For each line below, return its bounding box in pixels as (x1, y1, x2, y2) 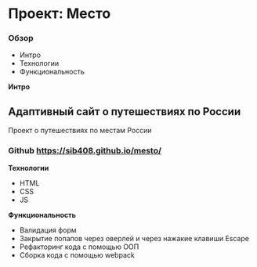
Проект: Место (8, 5, 111, 23)
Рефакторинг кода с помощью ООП (19, 242, 139, 251)
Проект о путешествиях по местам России (8, 126, 152, 135)
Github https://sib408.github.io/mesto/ (8, 146, 162, 157)
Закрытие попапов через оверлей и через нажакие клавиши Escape (19, 233, 249, 243)
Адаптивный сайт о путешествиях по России (8, 105, 241, 118)
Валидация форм (19, 225, 77, 235)
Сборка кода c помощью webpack (19, 250, 135, 259)
